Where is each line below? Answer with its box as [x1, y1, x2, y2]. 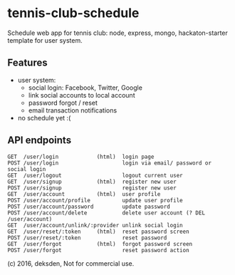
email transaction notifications [28, 105, 117, 115]
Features [7, 57, 48, 69]
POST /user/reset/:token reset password [7, 234, 167, 242]
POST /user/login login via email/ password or [7, 159, 212, 167]
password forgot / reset [28, 98, 98, 107]
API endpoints [7, 134, 72, 147]
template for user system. [7, 36, 83, 44]
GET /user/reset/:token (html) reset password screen [7, 228, 190, 235]
